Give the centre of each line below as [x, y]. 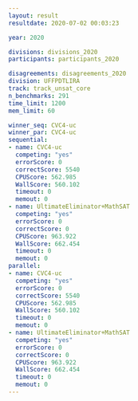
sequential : [28, 140]
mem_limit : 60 [32, 111]
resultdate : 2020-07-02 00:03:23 [64, 23]
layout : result [34, 16]
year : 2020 [26, 37]
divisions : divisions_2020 [53, 52]
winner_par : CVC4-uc [43, 132]
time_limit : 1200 [37, 103]
